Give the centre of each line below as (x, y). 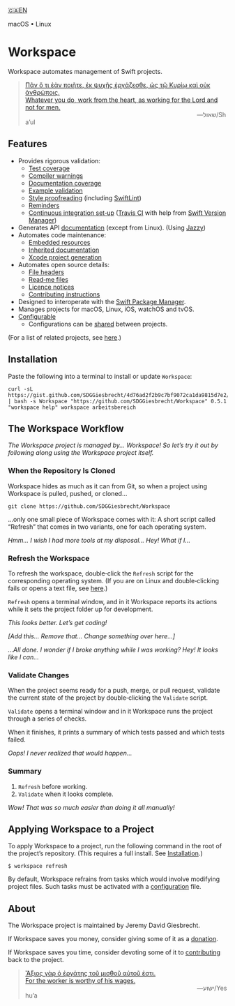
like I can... (23, 657)
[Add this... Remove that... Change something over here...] (92, 636)
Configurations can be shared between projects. (98, 324)
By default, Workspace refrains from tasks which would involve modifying (114, 879)
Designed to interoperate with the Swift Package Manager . (102, 301)
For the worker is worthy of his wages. (80, 981)
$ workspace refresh (38, 866)
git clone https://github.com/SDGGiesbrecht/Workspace (89, 506)
